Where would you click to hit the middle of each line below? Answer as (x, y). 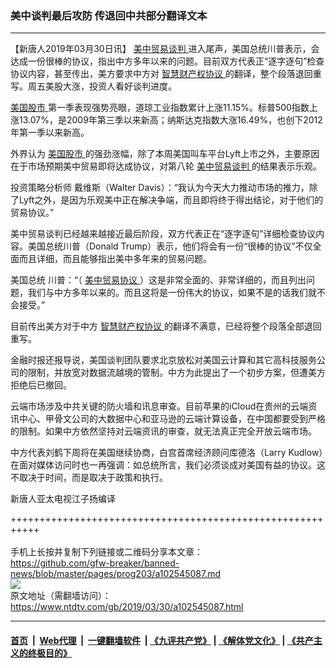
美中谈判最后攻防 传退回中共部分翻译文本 (109, 15)
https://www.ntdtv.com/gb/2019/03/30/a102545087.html (127, 607)
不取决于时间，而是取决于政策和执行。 (89, 478)
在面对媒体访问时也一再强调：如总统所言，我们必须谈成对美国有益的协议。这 (168, 465)
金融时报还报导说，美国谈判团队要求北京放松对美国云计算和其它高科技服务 (163, 360)
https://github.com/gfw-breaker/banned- (95, 563)
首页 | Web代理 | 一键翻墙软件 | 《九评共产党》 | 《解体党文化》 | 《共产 (162, 640)
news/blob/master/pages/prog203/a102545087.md (115, 574)
